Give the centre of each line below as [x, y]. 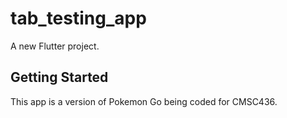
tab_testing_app [78, 18]
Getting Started [59, 77]
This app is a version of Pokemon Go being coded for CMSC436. [144, 101]
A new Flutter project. [55, 46]
